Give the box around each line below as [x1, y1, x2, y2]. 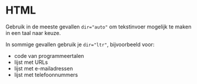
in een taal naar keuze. [5, 29, 61, 36]
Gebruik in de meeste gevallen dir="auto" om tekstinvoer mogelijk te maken [5, 23, 192, 30]
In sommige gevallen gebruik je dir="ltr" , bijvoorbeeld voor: [5, 41, 155, 48]
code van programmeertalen [14, 52, 84, 59]
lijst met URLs [14, 59, 48, 66]
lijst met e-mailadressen [14, 64, 74, 72]
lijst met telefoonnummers [14, 71, 78, 78]
